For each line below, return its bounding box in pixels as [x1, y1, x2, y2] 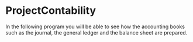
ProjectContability [5, 4, 96, 17]
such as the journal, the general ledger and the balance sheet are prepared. [5, 29, 188, 36]
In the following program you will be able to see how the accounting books [5, 23, 185, 30]
